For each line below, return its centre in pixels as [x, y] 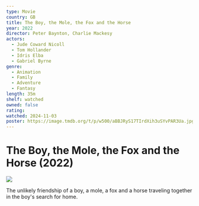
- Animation [26, 72]
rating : [16, 110]
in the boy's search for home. [42, 197]
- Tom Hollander [31, 50]
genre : [14, 66]
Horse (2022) [40, 163]
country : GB [21, 17]
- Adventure [26, 83]
